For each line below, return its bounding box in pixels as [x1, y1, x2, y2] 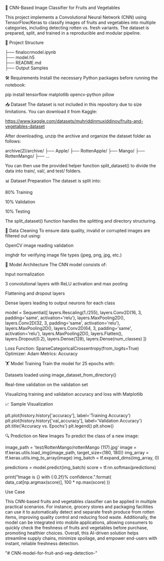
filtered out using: [5, 233, 41, 238]
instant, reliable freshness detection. [5, 541, 80, 546]
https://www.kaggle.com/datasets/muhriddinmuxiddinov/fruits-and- [5, 118, 143, 124]
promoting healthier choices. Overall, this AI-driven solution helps [5, 530, 139, 536]
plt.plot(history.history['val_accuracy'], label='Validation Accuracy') [5, 418, 142, 423]
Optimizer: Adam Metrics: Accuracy [5, 351, 78, 356]
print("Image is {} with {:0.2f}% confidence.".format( [5, 474, 112, 480]
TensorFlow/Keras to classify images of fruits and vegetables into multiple [5, 20, 156, 25]
